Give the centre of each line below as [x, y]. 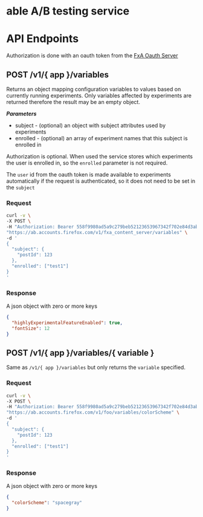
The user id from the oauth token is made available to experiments [89, 174]
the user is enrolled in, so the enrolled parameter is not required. [87, 163]
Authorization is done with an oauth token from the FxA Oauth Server [92, 56]
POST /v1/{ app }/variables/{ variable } [80, 353]
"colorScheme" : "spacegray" [47, 503]
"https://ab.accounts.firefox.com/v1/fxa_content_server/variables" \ [97, 232]
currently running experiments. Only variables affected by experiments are [99, 96]
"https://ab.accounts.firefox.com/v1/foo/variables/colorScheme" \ [93, 412]
